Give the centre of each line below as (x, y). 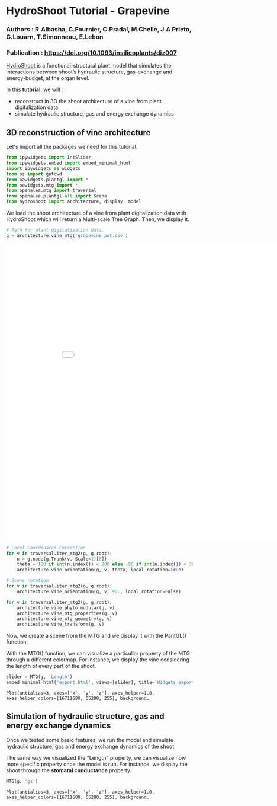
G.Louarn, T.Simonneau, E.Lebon (55, 37)
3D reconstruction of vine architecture (78, 132)
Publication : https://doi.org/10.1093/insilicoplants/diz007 (92, 53)
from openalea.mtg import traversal (51, 191)
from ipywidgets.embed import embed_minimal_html (69, 163)
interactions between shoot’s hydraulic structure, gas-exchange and (89, 72)
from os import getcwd (34, 174)
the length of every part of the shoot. (51, 666)
